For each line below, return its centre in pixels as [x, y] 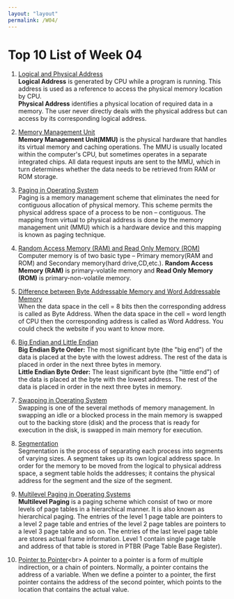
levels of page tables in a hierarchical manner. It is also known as [111, 509]
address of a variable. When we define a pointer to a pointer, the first [117, 575]
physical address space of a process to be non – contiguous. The [112, 212]
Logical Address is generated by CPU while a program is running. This [119, 82]
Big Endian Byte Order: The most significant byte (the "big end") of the [120, 349]
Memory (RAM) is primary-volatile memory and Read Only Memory [115, 270]
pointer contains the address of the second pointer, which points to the [120, 582]
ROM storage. [38, 177]
